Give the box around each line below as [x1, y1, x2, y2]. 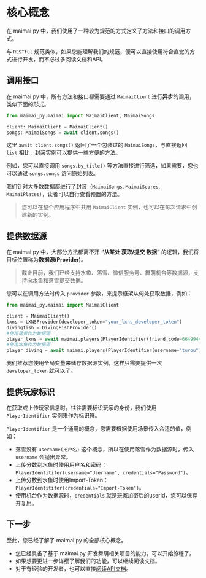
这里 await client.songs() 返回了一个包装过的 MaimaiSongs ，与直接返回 [6, 141, 188, 149]
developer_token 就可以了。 [6, 367, 77, 375]
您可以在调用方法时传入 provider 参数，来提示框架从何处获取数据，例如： [6, 290, 193, 297]
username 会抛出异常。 [15, 453, 72, 461]
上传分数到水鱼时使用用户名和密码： [15, 461, 107, 468]
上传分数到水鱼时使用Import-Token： [15, 477, 109, 483]
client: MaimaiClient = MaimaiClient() [6, 123, 109, 130]
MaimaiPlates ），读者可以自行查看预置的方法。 [6, 190, 123, 198]
